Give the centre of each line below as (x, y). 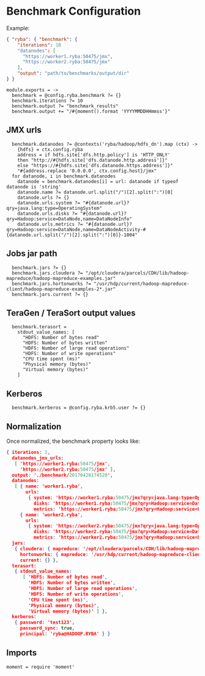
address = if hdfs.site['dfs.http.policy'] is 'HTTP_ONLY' (94, 155)
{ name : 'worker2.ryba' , (52, 515)
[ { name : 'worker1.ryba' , (49, 486)
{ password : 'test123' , (45, 623)
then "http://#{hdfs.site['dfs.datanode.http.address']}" (92, 160)
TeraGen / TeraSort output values (71, 313)
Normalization (34, 426)
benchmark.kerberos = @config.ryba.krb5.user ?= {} (79, 408)
